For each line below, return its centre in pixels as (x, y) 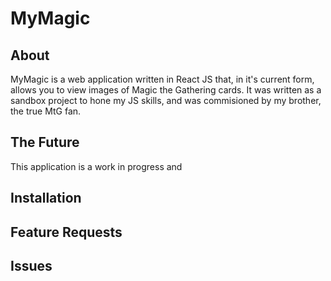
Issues (31, 265)
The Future (45, 142)
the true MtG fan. (46, 111)
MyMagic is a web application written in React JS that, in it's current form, (162, 79)
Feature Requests (66, 232)
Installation (46, 198)
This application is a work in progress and (96, 166)
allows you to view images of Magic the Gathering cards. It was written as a (166, 90)
